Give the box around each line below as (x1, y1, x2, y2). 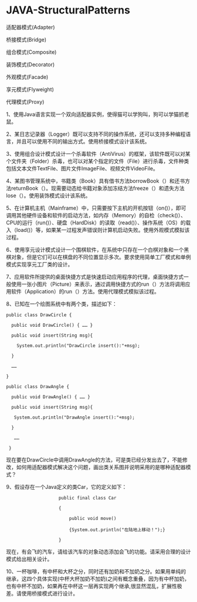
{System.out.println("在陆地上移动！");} (69, 526, 166, 533)
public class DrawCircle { (6, 312, 72, 318)
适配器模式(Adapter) (6, 23, 55, 30)
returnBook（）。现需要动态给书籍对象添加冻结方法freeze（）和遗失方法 (11, 184, 185, 191)
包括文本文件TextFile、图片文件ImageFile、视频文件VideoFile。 (6, 165, 158, 172)
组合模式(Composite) (6, 48, 57, 56)
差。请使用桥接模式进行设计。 (6, 590, 78, 597)
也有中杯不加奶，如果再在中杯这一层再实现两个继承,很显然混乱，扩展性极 (6, 582, 183, 589)
